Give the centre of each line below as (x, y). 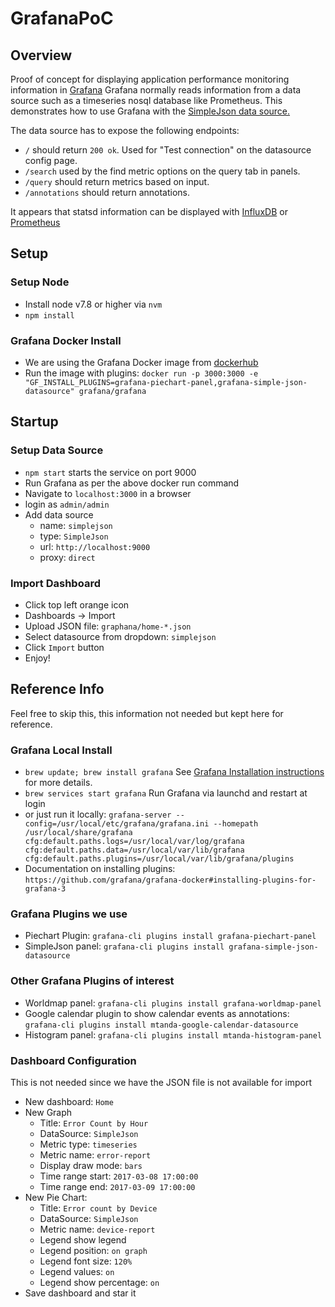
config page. (51, 160)
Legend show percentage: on (99, 1282)
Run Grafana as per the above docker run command (132, 483)
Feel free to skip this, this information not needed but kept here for (147, 713)
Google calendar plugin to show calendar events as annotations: (157, 1013)
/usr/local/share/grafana (78, 833)
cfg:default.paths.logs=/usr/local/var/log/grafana (134, 842)
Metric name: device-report (97, 1229)
